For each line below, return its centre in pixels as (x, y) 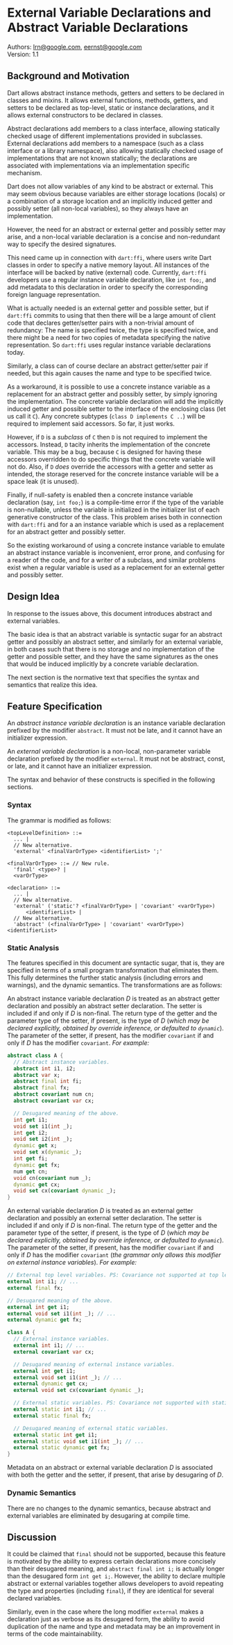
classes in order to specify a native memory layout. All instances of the (108, 265)
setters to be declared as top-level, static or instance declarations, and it (111, 107)
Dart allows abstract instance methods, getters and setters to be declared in (116, 92)
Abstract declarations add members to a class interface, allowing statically (114, 128)
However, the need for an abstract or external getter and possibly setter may (116, 229)
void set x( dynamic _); (48, 1152)
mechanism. (25, 172)
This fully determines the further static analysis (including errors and (105, 978)
